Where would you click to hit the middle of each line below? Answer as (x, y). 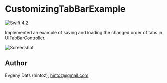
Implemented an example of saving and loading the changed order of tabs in (84, 32)
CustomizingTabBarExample (65, 9)
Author (16, 63)
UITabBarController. (25, 38)
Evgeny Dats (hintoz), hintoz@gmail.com (47, 75)
